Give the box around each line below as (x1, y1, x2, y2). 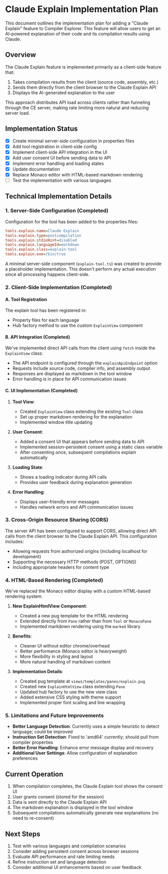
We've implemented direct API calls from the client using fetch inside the (5, 345, 155, 351)
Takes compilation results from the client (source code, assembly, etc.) (12, 79, 159, 85)
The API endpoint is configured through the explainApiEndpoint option (12, 360, 157, 366)
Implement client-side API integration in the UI (12, 149, 107, 155)
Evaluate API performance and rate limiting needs (12, 853, 115, 860)
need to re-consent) (12, 815, 54, 821)
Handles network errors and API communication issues (19, 504, 133, 510)
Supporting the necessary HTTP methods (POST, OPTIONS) (12, 559, 136, 565)
